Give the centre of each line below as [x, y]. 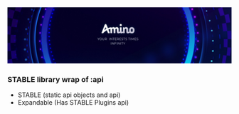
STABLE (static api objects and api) [69, 95]
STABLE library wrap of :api [56, 79]
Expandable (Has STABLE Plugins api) [73, 103]
